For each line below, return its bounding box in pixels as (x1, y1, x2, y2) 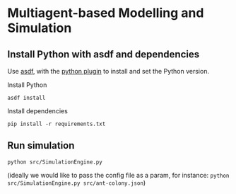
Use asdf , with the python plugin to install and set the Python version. (7, 67, 210, 75)
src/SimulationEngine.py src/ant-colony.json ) (7, 178, 146, 187)
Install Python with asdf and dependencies (7, 48, 200, 60)
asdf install (7, 94, 46, 101)
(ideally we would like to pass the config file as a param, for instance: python (7, 171, 230, 179)
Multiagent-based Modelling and (7, 5, 204, 21)
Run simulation (7, 139, 75, 152)
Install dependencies (7, 107, 69, 115)
